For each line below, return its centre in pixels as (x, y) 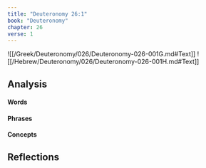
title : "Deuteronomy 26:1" (47, 14)
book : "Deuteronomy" (38, 21)
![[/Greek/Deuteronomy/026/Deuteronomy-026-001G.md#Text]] (102, 54)
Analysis (27, 84)
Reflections (34, 157)
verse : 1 (20, 34)
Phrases (20, 118)
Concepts (22, 135)
